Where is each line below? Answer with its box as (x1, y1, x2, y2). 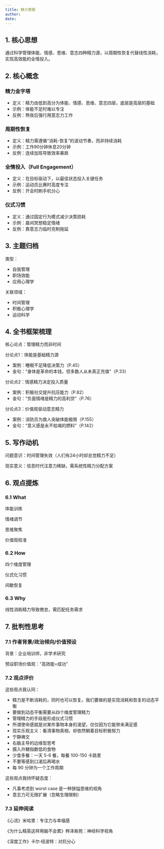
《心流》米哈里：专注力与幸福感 (5, 818, 70, 823)
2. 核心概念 (5, 72, 39, 80)
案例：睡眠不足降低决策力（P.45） (12, 362, 82, 368)
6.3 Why (5, 595, 26, 602)
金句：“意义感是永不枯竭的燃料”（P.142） (12, 423, 96, 429)
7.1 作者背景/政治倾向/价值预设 (5, 638, 77, 645)
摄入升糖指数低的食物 (12, 746, 56, 752)
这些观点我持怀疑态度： (5, 775, 53, 781)
